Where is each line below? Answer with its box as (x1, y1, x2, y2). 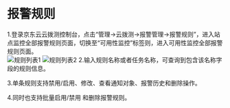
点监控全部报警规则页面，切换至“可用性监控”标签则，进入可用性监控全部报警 (7, 38, 223, 46)
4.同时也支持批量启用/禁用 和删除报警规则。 (7, 93, 131, 101)
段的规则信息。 (7, 64, 49, 72)
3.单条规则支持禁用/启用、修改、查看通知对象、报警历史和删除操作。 (7, 79, 201, 87)
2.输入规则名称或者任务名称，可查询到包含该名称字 (78, 55, 222, 64)
